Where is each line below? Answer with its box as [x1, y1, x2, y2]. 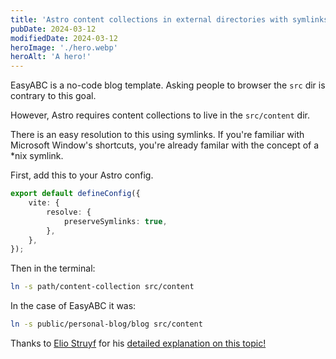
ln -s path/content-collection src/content [10, 282, 195, 292]
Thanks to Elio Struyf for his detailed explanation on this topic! [10, 337, 267, 349]
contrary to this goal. [10, 90, 97, 102]
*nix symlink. [10, 150, 64, 162]
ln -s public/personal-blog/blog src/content [10, 319, 203, 330]
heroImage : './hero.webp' [10, 42, 118, 53]
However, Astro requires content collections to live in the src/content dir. [10, 109, 310, 121]
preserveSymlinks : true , [63, 216, 168, 226]
